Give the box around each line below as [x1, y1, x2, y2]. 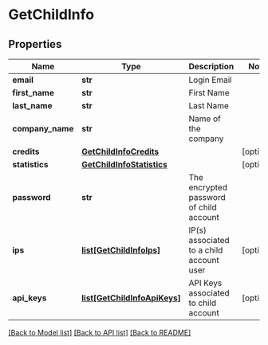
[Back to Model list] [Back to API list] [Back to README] [8, 328, 191, 337]
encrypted [188, 182, 227, 193]
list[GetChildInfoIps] [81, 245, 161, 256]
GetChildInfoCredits [81, 146, 160, 157]
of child [188, 202, 217, 213]
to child [188, 297, 217, 308]
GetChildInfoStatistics [81, 159, 167, 170]
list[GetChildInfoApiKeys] [81, 292, 181, 304]
